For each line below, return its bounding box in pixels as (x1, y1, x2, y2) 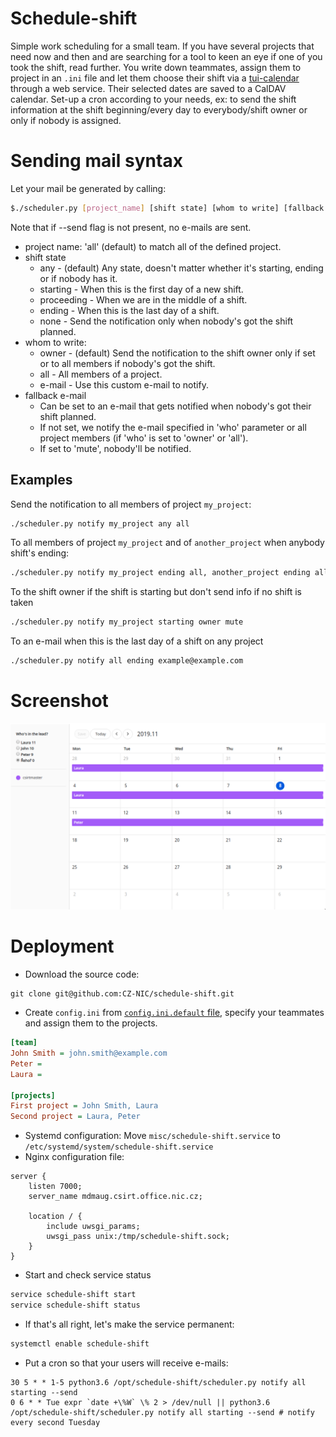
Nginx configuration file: (24, 1151, 125, 1163)
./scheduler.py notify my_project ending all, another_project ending (10, 568, 311, 578)
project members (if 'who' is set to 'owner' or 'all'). (39, 432, 249, 444)
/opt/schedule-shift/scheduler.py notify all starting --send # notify (10, 1407, 315, 1417)
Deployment (10, 935, 115, 958)
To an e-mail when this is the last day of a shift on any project (10, 635, 264, 647)
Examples (10, 472, 73, 489)
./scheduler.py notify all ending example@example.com (10, 656, 244, 666)
